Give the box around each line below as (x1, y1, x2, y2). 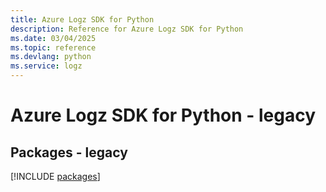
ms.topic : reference (10, 42, 97, 53)
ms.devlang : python (10, 52, 92, 62)
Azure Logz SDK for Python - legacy (10, 104, 317, 127)
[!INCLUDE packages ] (10, 171, 101, 182)
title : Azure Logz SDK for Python (10, 14, 155, 25)
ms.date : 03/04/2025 (10, 33, 97, 43)
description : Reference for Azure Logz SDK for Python (10, 24, 244, 34)
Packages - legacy (10, 144, 128, 161)
